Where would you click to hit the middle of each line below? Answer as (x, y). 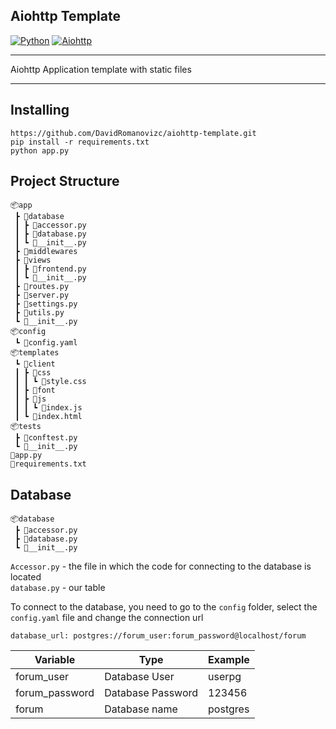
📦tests (26, 427)
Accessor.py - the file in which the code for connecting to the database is (161, 566)
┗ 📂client (35, 364)
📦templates (35, 353)
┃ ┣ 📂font (35, 390)
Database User (139, 677)
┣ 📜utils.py (39, 313)
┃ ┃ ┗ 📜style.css (50, 382)
